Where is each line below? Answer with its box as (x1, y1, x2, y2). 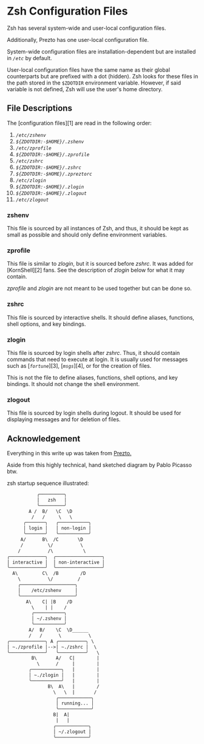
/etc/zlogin (15, 177, 46, 184)
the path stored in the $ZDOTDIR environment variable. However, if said (7, 79, 182, 86)
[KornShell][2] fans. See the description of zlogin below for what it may (7, 266, 185, 274)
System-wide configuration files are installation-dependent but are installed (7, 47, 196, 55)
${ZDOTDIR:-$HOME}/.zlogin (15, 184, 84, 190)
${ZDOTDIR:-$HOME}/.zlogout (15, 190, 87, 196)
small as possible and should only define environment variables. (7, 231, 168, 238)
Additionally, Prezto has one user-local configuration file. (7, 36, 149, 43)
